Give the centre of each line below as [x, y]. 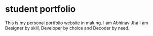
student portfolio [40, 9]
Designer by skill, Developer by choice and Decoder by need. [67, 28]
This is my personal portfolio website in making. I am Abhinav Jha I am [77, 23]
